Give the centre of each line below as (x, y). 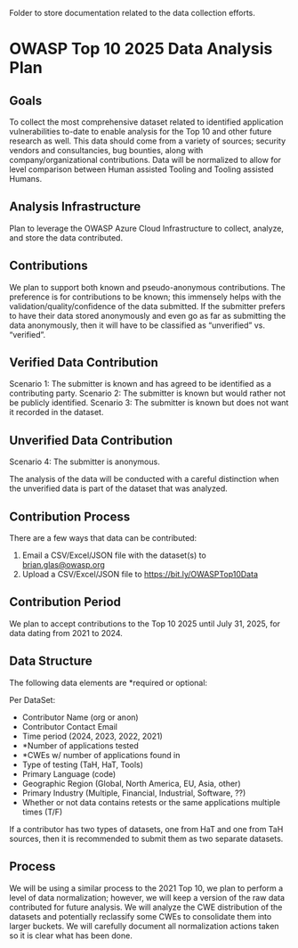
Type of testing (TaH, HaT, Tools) (83, 764)
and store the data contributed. (66, 237)
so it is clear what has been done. (71, 936)
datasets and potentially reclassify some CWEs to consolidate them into (141, 916)
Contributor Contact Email (70, 726)
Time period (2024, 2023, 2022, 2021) (92, 736)
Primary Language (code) (69, 773)
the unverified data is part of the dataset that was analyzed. (119, 488)
